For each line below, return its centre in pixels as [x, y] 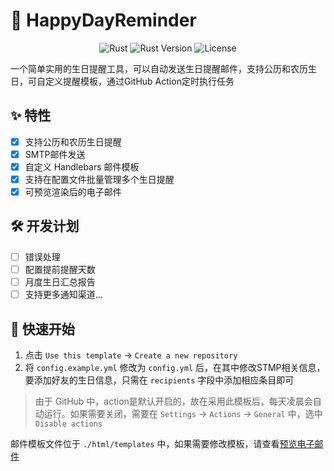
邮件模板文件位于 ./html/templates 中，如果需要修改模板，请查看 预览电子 [162, 443]
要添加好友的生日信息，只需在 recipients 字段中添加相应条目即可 [159, 380]
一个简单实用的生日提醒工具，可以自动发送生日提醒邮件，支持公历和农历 [159, 68]
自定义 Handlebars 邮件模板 [82, 166]
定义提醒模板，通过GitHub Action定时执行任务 [139, 81]
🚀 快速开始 [42, 329]
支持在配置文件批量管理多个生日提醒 [99, 179]
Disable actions [68, 424]
